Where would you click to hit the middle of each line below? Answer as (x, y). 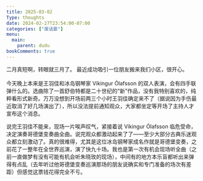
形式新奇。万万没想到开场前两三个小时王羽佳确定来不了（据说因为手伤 (104, 98)
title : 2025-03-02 (29, 12)
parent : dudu (34, 46)
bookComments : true (31, 51)
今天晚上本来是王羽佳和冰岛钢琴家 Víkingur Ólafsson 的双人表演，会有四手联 (101, 83)
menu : (13, 35)
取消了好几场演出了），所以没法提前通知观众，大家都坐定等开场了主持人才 (103, 106)
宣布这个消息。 (25, 113)
